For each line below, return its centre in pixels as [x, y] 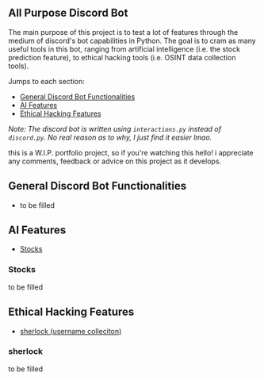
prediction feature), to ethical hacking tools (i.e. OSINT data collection [122, 57]
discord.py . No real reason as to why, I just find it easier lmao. [110, 137]
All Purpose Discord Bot [68, 13]
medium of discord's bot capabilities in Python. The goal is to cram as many [132, 40]
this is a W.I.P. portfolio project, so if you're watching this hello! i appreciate [131, 152]
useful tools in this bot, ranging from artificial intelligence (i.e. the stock [124, 49]
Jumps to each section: [46, 81]
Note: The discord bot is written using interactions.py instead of [115, 129]
